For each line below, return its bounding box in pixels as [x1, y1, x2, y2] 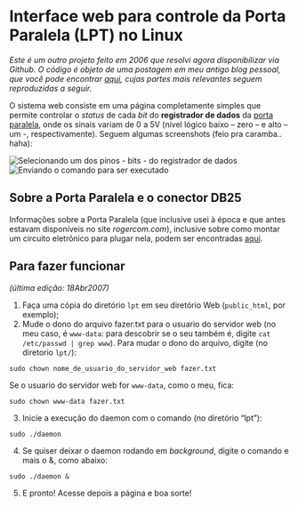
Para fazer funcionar [9, 259, 125, 274]
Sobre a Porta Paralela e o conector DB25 [9, 190, 242, 205]
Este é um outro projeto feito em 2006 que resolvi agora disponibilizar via [9, 54, 280, 65]
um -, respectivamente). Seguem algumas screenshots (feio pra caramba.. [9, 128, 283, 139]
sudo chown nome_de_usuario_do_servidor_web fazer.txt [9, 364, 217, 373]
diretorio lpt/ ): [21, 347, 77, 358]
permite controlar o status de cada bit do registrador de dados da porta [9, 109, 274, 120]
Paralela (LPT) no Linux [9, 25, 184, 45]
